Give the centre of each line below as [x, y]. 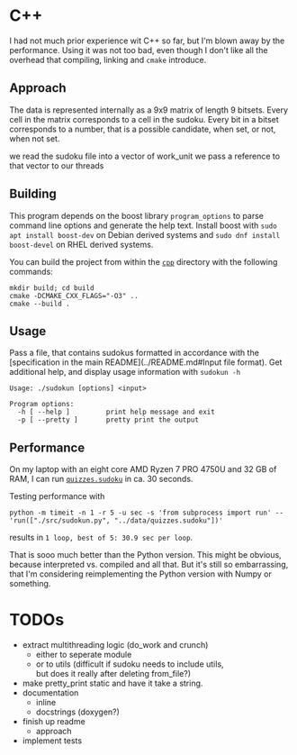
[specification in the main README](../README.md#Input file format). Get [146, 362]
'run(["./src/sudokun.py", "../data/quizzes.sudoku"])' [116, 521]
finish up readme [54, 722]
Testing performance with [57, 496]
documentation [50, 693]
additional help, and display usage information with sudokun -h [125, 372]
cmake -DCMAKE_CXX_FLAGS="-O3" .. [74, 296]
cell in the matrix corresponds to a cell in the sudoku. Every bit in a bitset [144, 119]
